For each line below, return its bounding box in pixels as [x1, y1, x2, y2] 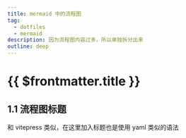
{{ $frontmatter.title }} [7, 73, 141, 89]
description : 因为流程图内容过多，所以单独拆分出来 [7, 37, 144, 44]
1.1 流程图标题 [7, 103, 67, 115]
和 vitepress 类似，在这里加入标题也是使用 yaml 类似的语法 [7, 123, 179, 131]
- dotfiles [13, 23, 46, 30]
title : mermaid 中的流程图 [7, 10, 81, 18]
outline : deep [7, 43, 50, 50]
